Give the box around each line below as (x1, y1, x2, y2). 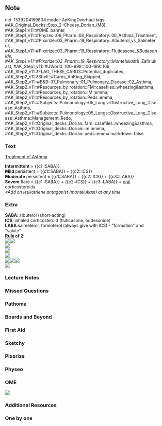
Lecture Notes (5, 275, 39, 281)
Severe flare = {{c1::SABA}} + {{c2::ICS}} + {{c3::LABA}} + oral (5, 179, 131, 185)
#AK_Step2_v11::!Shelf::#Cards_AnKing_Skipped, (5, 74, 102, 79)
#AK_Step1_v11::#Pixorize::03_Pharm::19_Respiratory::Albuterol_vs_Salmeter (5, 37, 156, 43)
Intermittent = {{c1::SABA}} (5, 163, 60, 169)
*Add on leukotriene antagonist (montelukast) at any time (5, 189, 121, 195)
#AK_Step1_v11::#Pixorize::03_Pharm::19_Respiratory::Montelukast (5, 58, 137, 64)
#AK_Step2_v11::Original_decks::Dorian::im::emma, (5, 125, 106, 131)
